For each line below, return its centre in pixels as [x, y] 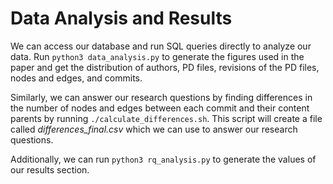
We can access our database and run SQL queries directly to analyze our [161, 46]
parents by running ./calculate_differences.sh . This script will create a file [166, 118]
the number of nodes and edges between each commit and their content [160, 108]
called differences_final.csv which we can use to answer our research [154, 129]
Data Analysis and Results [121, 18]
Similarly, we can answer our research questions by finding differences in [161, 97]
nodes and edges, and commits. [76, 78]
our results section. [50, 169]
